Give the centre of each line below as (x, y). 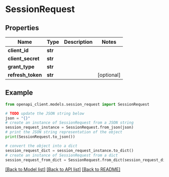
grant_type (21, 67)
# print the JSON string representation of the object (64, 132)
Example (19, 93)
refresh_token (25, 75)
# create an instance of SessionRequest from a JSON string (70, 123)
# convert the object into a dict (41, 146)
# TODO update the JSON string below (45, 113)
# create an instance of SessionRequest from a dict (62, 155)
